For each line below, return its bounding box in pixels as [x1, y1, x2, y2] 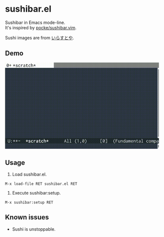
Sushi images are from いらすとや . [5, 35, 74, 40]
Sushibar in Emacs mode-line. [5, 20, 65, 25]
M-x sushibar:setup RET [5, 200, 54, 205]
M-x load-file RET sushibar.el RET [5, 181, 78, 186]
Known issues [5, 213, 49, 221]
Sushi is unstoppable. [12, 226, 56, 232]
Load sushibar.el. [12, 172, 47, 178]
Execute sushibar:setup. [12, 190, 61, 196]
